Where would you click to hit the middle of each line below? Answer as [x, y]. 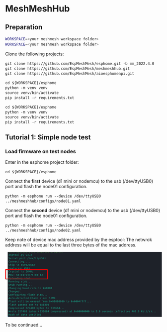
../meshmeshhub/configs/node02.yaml [43, 230]
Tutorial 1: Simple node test [48, 137]
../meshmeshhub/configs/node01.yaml [43, 201]
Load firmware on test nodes [41, 151]
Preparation [24, 27]
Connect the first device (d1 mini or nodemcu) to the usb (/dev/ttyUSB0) [79, 181]
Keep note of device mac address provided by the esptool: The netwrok [79, 240]
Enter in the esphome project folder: [42, 162]
